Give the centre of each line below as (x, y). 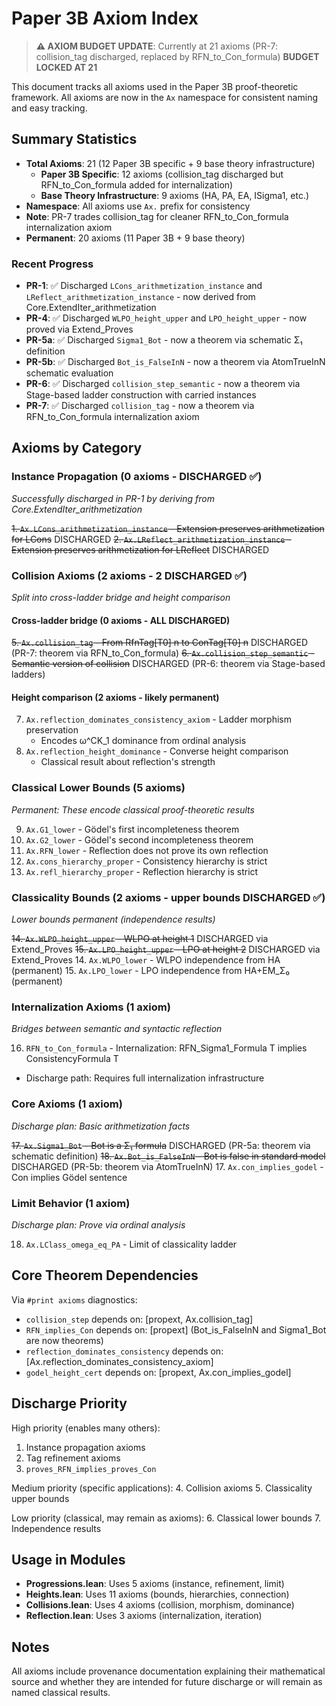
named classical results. (61, 1693)
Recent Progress (52, 264)
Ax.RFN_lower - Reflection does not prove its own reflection (147, 850)
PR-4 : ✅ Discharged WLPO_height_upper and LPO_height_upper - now (166, 318)
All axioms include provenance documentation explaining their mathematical (168, 1671)
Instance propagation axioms (85, 1447)
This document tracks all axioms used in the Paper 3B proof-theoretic (155, 86)
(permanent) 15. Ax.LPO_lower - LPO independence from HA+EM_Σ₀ (150, 971)
